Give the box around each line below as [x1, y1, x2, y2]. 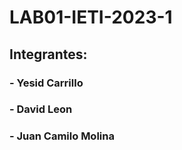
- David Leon [9, 102, 73, 116]
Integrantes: [9, 46, 88, 63]
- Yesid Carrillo [9, 76, 84, 90]
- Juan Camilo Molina [9, 129, 115, 143]
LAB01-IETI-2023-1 [9, 6, 173, 29]
